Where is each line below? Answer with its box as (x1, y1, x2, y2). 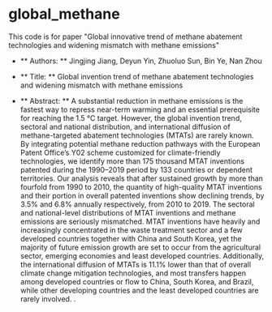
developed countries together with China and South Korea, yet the (19, 233, 242, 243)
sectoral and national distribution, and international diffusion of (19, 122, 231, 131)
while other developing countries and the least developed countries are (19, 285, 259, 295)
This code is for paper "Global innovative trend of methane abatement (8, 32, 243, 41)
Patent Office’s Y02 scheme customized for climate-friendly (19, 147, 221, 157)
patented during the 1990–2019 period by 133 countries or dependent (19, 165, 253, 174)
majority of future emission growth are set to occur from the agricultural (19, 242, 261, 252)
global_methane (8, 5, 120, 24)
